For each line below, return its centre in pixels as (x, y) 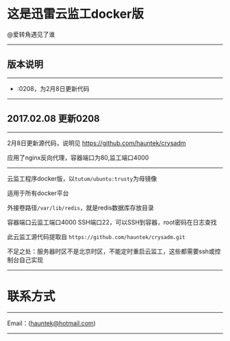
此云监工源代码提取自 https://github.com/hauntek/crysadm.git (96, 236)
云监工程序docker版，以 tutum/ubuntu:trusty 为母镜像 (82, 178)
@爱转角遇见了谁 (31, 34)
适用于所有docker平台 (38, 193)
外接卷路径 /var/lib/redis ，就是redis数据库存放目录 (80, 207)
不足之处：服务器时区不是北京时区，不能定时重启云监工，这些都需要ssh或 (111, 251)
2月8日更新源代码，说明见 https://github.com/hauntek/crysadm (97, 143)
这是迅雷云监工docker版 (75, 14)
